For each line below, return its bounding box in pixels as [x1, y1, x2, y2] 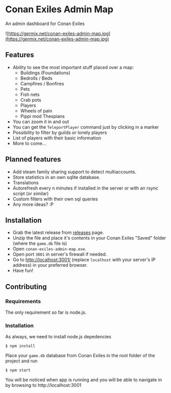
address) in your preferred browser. [12, 262, 88, 268]
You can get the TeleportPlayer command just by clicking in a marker [12, 124, 159, 130]
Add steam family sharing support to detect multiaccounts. [12, 169, 137, 175]
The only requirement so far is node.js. [5, 309, 87, 315]
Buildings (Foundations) [20, 70, 70, 76]
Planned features [5, 155, 61, 164]
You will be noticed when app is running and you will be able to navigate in [5, 377, 162, 383]
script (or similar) [12, 190, 49, 196]
